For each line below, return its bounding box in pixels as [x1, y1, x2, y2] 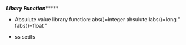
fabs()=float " [14, 22, 48, 29]
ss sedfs [14, 33, 35, 40]
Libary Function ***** [6, 5, 59, 12]
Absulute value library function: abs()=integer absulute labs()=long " [14, 16, 181, 22]
